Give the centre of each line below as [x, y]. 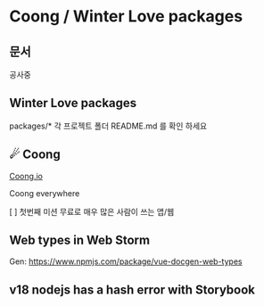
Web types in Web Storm [79, 240]
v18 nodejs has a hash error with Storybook [132, 289]
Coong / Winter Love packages [126, 17]
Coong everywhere [45, 193]
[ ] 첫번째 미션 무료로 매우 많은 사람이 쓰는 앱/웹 [92, 211]
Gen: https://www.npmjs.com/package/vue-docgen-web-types [126, 261]
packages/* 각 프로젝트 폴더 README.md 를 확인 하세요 [108, 126]
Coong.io [26, 176]
